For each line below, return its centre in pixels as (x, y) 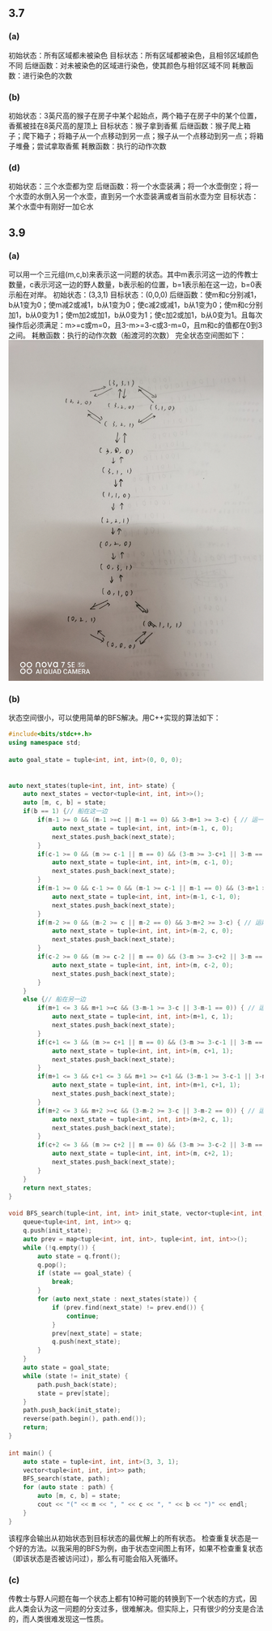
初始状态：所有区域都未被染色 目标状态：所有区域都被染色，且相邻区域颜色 (134, 55)
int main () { (30, 1453)
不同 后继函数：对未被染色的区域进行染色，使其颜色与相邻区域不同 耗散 (127, 65)
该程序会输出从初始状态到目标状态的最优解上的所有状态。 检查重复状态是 (130, 1538)
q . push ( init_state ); (57, 1231)
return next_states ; (57, 1188)
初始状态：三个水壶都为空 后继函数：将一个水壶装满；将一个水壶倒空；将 (130, 187)
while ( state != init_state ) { (76, 1376)
